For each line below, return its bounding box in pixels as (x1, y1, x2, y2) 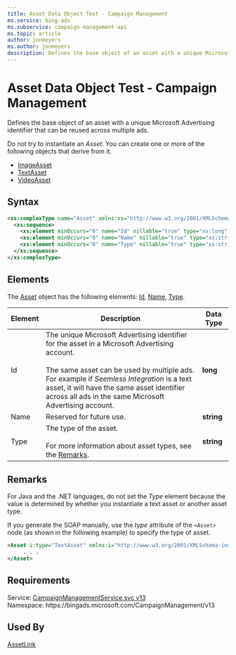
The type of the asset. (45, 423, 118, 433)
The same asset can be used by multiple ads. (45, 365, 195, 374)
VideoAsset (17, 176, 51, 184)
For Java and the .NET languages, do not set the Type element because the (7, 492, 226, 501)
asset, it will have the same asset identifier (45, 382, 185, 392)
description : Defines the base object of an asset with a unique (7, 50, 202, 57)
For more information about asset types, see (45, 441, 192, 451)
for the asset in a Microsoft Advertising (45, 338, 174, 348)
